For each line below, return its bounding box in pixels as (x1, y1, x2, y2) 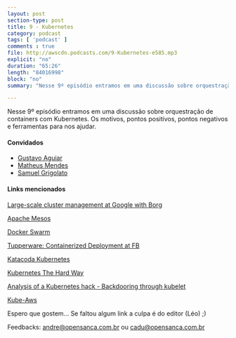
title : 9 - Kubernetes (7, 23, 74, 30)
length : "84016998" (7, 69, 65, 76)
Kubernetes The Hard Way (7, 268, 84, 277)
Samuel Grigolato (17, 169, 68, 177)
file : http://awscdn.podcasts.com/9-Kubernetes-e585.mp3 (7, 50, 178, 57)
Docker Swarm (7, 227, 51, 236)
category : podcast (7, 29, 61, 37)
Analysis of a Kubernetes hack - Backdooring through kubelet (7, 282, 186, 290)
